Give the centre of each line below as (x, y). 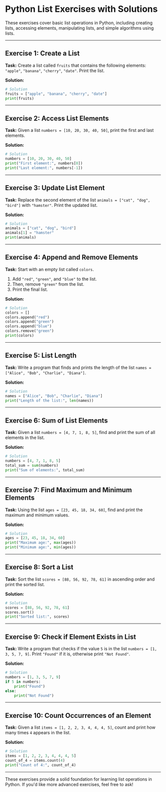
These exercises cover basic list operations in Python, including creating (79, 23)
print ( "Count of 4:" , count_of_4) (41, 765)
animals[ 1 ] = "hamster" (30, 233)
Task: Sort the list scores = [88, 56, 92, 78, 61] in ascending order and (80, 579)
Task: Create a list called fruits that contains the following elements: (76, 65)
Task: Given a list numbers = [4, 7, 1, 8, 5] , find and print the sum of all (80, 433)
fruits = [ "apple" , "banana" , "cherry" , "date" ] (56, 94)
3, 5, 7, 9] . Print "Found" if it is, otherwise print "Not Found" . (68, 654)
